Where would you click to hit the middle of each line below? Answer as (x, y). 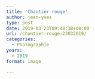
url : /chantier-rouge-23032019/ (46, 34)
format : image (24, 61)
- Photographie (30, 45)
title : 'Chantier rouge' (37, 12)
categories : (21, 39)
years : (14, 50)
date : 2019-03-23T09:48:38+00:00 (48, 28)
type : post (20, 23)
